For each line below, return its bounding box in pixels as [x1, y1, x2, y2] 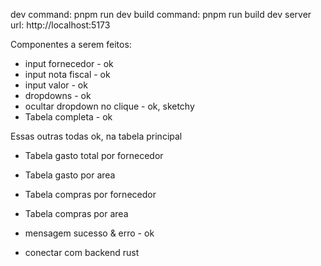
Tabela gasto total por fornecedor [24, 150, 164, 161]
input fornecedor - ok [24, 58, 114, 69]
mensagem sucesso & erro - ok [24, 227, 155, 239]
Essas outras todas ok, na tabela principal [10, 130, 183, 142]
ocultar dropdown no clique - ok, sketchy [24, 100, 195, 112]
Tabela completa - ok [24, 111, 113, 123]
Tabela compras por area [24, 208, 129, 219]
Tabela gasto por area [24, 169, 116, 181]
